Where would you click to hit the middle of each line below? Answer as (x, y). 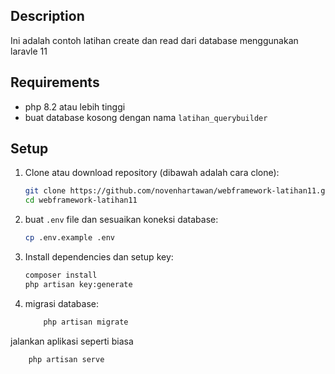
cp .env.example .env (69, 238)
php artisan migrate (86, 322)
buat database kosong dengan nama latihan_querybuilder (146, 117)
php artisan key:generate (78, 284)
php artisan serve (66, 359)
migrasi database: (61, 303)
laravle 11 (29, 51)
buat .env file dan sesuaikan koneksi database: (121, 220)
